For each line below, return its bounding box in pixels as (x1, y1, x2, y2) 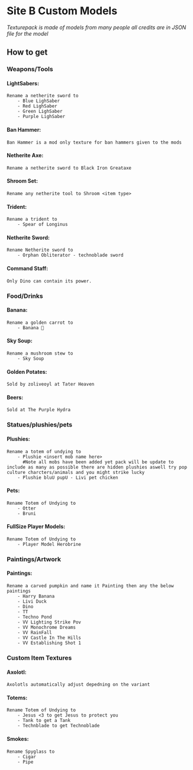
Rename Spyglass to (7, 749, 55, 755)
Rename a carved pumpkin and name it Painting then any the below (7, 583, 174, 589)
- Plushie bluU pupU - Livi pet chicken (17, 475, 118, 481)
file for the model (7, 30, 49, 37)
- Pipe (17, 759, 34, 765)
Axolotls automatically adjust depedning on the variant (7, 682, 150, 688)
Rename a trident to (7, 217, 58, 222)
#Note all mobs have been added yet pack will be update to (22, 459, 174, 465)
